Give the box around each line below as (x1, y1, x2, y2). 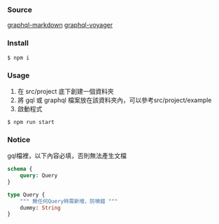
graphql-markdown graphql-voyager (7, 21, 113, 29)
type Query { (7, 191, 45, 198)
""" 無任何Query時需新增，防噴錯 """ (20, 197, 118, 204)
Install (7, 38, 29, 48)
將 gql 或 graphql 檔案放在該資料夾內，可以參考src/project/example (17, 96, 212, 104)
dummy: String (20, 204, 61, 211)
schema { (7, 166, 33, 173)
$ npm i (7, 54, 30, 61)
